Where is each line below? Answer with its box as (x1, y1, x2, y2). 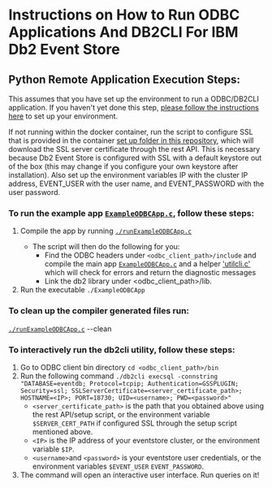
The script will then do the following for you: (32, 242, 180, 252)
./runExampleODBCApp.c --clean (8, 323, 112, 334)
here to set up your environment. (8, 111, 119, 121)
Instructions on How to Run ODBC (8, 6, 240, 24)
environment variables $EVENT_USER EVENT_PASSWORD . (32, 461, 205, 471)
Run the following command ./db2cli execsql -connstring (19, 371, 218, 381)
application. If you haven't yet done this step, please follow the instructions (8, 103, 260, 112)
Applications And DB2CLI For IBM (8, 23, 239, 41)
